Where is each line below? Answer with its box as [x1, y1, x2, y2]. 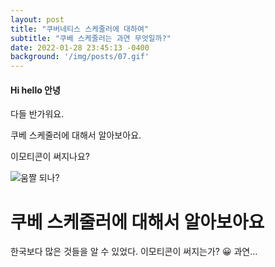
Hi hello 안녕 [10, 84, 61, 96]
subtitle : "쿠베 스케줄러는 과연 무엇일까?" [10, 33, 172, 43]
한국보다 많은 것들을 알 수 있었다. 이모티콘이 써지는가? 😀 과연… [10, 246, 258, 258]
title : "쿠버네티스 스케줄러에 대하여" [10, 24, 149, 34]
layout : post [10, 14, 65, 25]
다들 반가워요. [10, 108, 65, 120]
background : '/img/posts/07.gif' [10, 52, 150, 62]
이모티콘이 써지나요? [10, 151, 91, 163]
